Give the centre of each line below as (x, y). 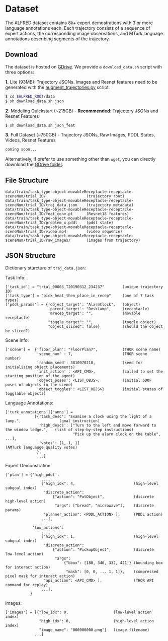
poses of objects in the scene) (39, 385)
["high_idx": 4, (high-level (100, 483)
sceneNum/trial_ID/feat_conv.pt (39, 214)
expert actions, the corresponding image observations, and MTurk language (84, 33)
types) (12, 300)
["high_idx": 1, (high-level (100, 536)
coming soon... (21, 150)
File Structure (27, 180)
